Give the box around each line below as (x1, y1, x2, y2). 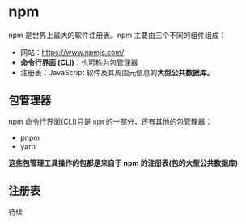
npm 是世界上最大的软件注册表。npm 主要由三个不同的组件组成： (8, 30, 227, 40)
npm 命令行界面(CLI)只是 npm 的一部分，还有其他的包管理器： (8, 116, 213, 126)
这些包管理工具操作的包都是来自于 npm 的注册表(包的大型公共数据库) (8, 158, 239, 167)
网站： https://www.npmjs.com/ (19, 47, 125, 57)
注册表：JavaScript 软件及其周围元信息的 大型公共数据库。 (19, 67, 214, 77)
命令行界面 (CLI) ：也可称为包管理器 (19, 57, 138, 67)
